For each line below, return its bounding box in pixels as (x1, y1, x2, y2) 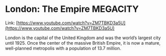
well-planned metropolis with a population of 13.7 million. (5, 45, 121, 51)
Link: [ (5, 20, 18, 26)
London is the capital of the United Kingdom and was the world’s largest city (5, 35, 161, 41)
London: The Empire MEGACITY (5, 3, 139, 15)
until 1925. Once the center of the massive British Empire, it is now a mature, (5, 40, 161, 46)
